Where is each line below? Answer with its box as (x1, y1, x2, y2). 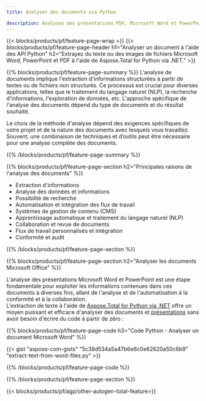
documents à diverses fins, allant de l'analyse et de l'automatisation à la (6, 289, 188, 296)
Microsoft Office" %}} (6, 263, 61, 271)
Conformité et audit (15, 233, 64, 241)
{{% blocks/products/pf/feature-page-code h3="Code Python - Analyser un (6, 327, 199, 334)
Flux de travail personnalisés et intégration (15, 227, 123, 234)
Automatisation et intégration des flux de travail (15, 201, 135, 208)
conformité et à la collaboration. (6, 295, 87, 303)
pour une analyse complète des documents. (6, 139, 118, 146)
